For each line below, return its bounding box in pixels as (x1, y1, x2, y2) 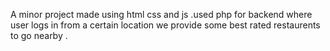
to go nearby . (10, 30, 68, 41)
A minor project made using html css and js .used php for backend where (10, 9, 313, 20)
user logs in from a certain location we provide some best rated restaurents (10, 19, 321, 31)
